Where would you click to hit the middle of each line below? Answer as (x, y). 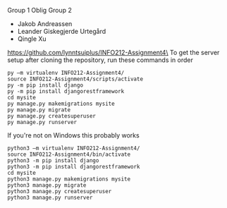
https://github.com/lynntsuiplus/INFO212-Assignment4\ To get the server (114, 53)
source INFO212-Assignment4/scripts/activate (75, 79)
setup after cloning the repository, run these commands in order (100, 60)
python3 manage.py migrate (47, 185)
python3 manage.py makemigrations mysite (69, 179)
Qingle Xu (32, 39)
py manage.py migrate (39, 110)
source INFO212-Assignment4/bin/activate (69, 154)
